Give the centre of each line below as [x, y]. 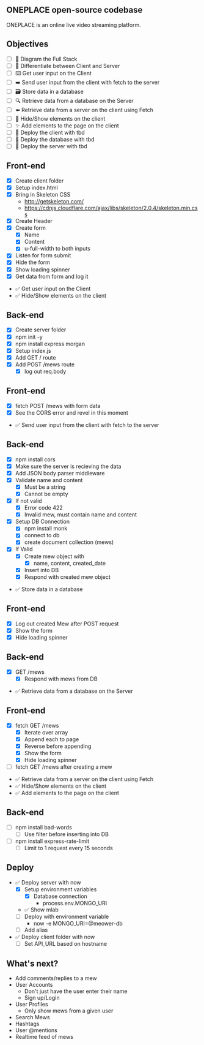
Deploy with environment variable [67, 916]
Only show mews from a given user [69, 1011]
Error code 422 [43, 508]
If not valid [28, 501]
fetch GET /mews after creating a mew [64, 767]
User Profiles [31, 1004]
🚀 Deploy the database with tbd [55, 139]
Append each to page [52, 739]
